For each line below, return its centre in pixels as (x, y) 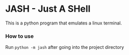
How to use (20, 36)
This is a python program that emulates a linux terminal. (64, 23)
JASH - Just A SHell (48, 9)
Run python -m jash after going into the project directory (65, 47)
